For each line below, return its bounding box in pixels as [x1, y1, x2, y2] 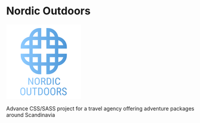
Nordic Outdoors [6, 4, 91, 18]
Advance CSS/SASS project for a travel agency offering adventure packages [6, 104, 195, 112]
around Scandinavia [6, 111, 56, 118]
